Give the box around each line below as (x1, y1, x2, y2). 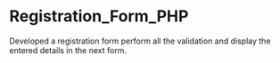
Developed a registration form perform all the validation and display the (9, 35, 271, 46)
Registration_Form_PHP (9, 6, 189, 27)
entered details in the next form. (9, 44, 128, 55)
